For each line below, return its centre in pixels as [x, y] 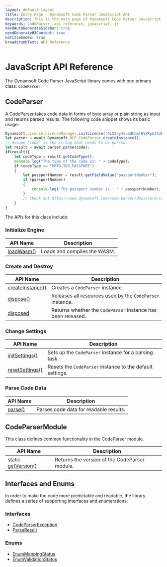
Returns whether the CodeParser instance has [104, 310]
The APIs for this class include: [37, 217]
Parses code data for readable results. [81, 409]
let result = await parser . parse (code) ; [48, 148]
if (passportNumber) [44, 180]
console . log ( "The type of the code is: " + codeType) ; [72, 161]
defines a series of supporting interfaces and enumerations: [67, 501]
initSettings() [23, 356]
